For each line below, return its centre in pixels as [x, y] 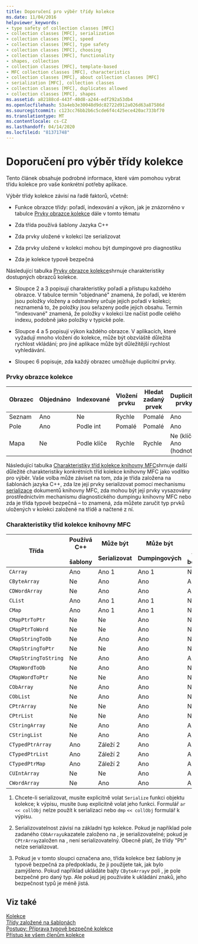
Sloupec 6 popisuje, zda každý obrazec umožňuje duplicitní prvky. [95, 362]
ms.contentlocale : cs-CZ [37, 122]
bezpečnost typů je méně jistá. [52, 883]
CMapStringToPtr [32, 649]
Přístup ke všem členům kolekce [45, 935]
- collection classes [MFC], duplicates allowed [67, 89]
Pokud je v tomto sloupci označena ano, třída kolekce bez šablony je [98, 858]
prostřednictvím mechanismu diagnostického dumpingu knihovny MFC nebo [99, 497]
